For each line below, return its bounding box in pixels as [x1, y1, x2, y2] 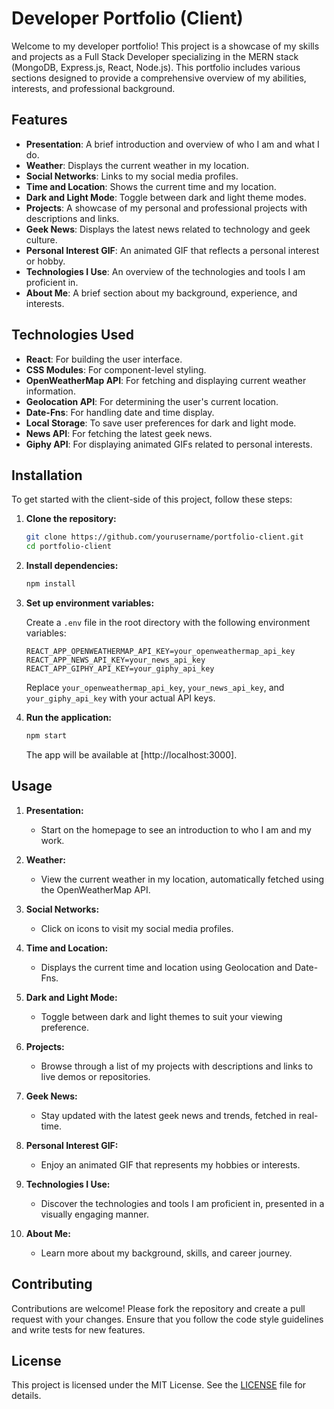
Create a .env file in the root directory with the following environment [25, 617, 311, 628]
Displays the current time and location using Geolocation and [40, 961, 293, 973]
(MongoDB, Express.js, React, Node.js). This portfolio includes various [11, 61, 301, 73]
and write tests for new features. [11, 1323, 146, 1336]
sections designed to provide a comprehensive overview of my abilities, [11, 72, 307, 84]
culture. [25, 233, 58, 246]
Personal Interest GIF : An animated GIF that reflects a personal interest [25, 244, 320, 256]
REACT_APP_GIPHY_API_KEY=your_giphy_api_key [25, 664, 215, 674]
